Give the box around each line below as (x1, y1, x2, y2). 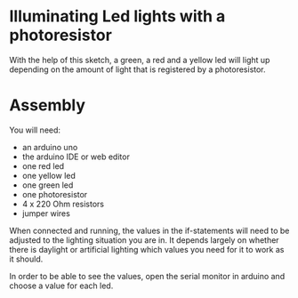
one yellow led (21, 170, 76, 181)
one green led (21, 180, 74, 190)
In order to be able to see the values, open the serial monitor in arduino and (9, 270, 286, 281)
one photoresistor (21, 189, 88, 199)
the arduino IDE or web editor (21, 151, 131, 162)
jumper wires (21, 207, 71, 219)
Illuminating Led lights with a (9, 6, 226, 27)
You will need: (9, 125, 60, 135)
